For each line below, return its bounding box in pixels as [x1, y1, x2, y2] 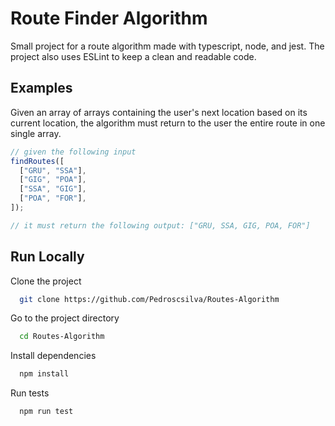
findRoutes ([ [10, 156, 65, 166]
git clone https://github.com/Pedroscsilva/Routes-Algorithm [19, 294, 280, 304]
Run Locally [10, 248, 85, 266]
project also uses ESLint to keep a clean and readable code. [10, 50, 257, 62]
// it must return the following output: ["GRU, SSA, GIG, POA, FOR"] [10, 220, 311, 231]
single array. [10, 127, 62, 139]
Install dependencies [10, 350, 97, 362]
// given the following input [10, 147, 137, 157]
